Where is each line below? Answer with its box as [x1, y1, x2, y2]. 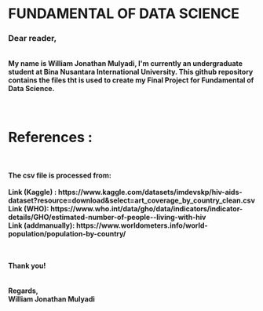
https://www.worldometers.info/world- [75, 221, 208, 230]
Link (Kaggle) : [8, 188, 57, 197]
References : [8, 128, 93, 146]
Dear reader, [8, 33, 57, 44]
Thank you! [8, 261, 46, 271]
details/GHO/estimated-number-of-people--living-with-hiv [8, 213, 206, 222]
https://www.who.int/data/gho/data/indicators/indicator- [50, 204, 243, 214]
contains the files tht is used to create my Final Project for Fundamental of [8, 75, 254, 85]
